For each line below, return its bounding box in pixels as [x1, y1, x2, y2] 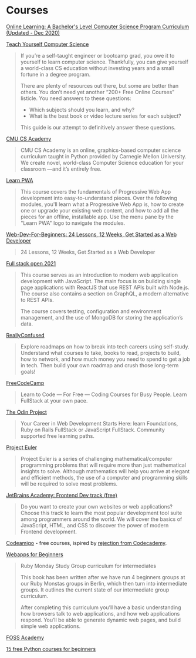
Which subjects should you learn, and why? [29, 106, 135, 113]
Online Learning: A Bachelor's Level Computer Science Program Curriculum [6, 23, 190, 30]
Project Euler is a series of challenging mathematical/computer [20, 455, 173, 462]
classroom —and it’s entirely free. [20, 165, 102, 172]
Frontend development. [20, 528, 77, 535]
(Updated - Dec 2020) [6, 29, 60, 36]
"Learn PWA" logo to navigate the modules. [20, 219, 126, 227]
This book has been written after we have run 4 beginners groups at [20, 573, 185, 580]
